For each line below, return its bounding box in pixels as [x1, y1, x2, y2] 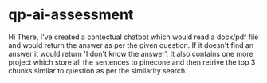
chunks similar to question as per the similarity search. [8, 65, 187, 75]
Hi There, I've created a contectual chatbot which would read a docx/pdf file [8, 32, 259, 41]
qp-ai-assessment [8, 6, 134, 24]
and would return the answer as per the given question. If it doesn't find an [8, 40, 254, 49]
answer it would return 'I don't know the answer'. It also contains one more [8, 49, 253, 58]
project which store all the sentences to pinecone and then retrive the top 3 [8, 57, 256, 67]
